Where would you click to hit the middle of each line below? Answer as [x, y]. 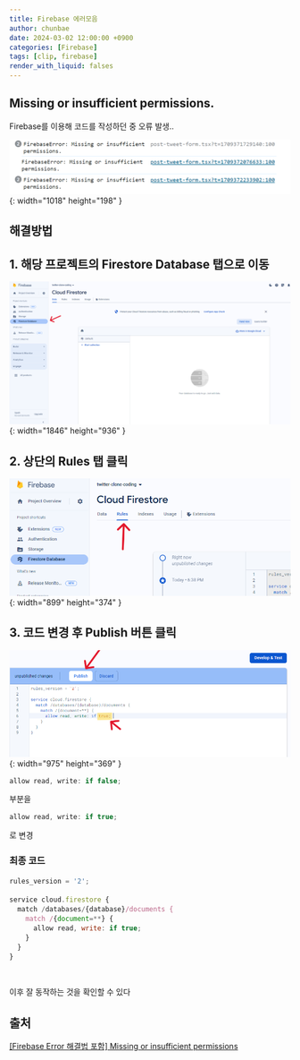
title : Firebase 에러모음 [54, 19]
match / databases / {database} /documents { [96, 910]
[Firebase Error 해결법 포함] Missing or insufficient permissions [124, 1047]
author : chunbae [39, 28]
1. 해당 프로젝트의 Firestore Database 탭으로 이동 [139, 264]
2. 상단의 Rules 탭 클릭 [69, 461]
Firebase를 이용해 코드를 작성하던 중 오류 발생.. [92, 126]
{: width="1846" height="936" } [68, 431]
